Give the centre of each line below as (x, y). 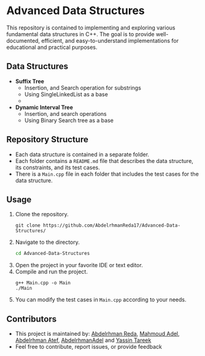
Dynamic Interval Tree (44, 107)
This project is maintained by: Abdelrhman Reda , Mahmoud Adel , (97, 334)
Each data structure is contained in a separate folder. (82, 154)
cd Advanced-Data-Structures (52, 254)
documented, (23, 40)
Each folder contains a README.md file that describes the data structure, (104, 161)
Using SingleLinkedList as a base (66, 94)
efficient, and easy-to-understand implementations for (110, 40)
